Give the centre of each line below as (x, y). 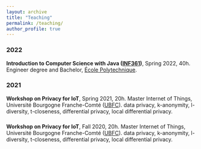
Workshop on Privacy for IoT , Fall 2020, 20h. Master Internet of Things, (96, 126)
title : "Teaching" (29, 18)
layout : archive (27, 12)
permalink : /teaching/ (35, 23)
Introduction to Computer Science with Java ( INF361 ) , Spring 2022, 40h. (98, 63)
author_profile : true (33, 29)
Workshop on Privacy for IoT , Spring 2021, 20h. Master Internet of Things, (99, 98)
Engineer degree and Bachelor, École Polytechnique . (72, 70)
